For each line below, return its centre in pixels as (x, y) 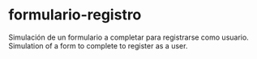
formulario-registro (75, 15)
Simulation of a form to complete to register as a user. (98, 45)
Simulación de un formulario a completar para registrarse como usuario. (128, 37)
